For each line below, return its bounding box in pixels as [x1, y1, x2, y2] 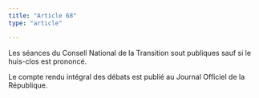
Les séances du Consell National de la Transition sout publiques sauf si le [8, 48, 251, 57]
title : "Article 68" [8, 11, 78, 20]
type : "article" [8, 19, 63, 27]
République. [8, 80, 48, 90]
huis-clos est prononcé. [8, 57, 87, 66]
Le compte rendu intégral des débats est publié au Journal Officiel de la [8, 72, 245, 81]
